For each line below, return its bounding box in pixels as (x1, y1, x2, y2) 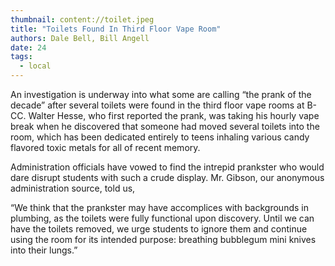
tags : (10, 52, 33, 62)
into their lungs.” (10, 244, 78, 256)
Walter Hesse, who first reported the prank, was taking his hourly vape (28, 110, 320, 121)
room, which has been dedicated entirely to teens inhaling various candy (10, 131, 310, 143)
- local (19, 61, 52, 71)
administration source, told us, (10, 182, 136, 194)
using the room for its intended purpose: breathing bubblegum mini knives (10, 234, 317, 245)
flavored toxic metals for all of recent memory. (10, 142, 201, 153)
